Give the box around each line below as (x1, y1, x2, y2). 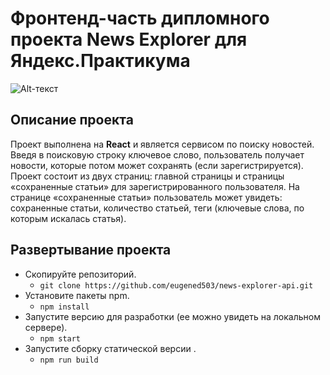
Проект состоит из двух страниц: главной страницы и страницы (10, 170, 285, 182)
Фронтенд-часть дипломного (10, 7, 270, 30)
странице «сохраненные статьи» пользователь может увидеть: (10, 191, 283, 203)
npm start (39, 333, 82, 344)
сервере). (24, 321, 68, 333)
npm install (39, 302, 90, 312)
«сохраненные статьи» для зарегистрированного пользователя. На (10, 180, 300, 192)
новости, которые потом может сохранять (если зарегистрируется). (10, 159, 304, 171)
